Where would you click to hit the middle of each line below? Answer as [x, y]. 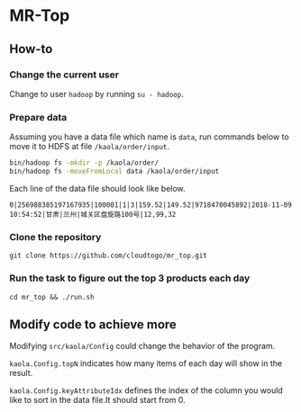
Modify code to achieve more [93, 324]
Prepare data [38, 117]
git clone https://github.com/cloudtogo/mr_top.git [108, 256]
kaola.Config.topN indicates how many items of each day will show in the [146, 363]
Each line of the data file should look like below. [98, 188]
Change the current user [64, 75]
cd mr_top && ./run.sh [52, 297]
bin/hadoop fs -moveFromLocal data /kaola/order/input [114, 172]
